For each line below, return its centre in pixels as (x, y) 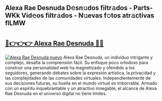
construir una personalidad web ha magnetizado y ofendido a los (70, 68)
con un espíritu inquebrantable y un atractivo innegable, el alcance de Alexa (81, 88)
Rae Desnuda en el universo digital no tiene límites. (56, 93)
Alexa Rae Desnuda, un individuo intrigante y (108, 57)
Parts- (143, 8)
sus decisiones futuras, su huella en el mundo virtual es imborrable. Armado (81, 83)
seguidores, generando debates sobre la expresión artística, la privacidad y (81, 73)
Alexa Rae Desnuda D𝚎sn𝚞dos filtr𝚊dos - (69, 8)
